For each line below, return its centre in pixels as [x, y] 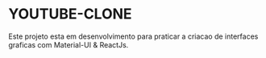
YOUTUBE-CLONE [70, 14]
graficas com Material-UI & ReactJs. [69, 44]
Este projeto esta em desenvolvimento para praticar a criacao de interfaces [133, 36]
